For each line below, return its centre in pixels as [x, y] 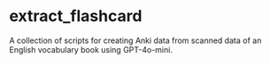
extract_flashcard [76, 16]
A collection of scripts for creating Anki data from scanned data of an [135, 40]
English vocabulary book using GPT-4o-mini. [91, 49]
